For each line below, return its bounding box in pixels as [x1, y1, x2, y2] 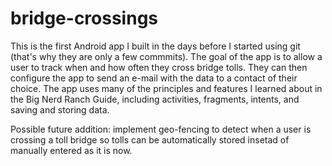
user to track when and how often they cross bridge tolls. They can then [10, 61, 308, 73]
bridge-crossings [10, 7, 159, 30]
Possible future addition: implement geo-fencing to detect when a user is [10, 123, 312, 135]
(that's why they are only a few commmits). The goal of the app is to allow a [10, 50, 323, 62]
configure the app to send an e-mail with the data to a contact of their [10, 72, 298, 84]
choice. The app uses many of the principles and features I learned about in [10, 82, 323, 94]
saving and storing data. [10, 103, 110, 116]
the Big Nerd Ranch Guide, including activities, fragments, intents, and [10, 93, 300, 105]
